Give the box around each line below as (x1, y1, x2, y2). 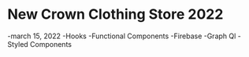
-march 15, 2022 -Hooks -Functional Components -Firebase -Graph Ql (7, 31, 236, 41)
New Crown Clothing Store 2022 (7, 5, 224, 23)
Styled (7, 39, 28, 48)
